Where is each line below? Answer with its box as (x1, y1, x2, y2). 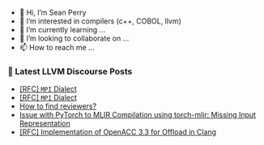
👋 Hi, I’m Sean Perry (19, 8, 87, 17)
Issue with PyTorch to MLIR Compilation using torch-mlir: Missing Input (19, 110, 257, 120)
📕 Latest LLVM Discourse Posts (7, 66, 133, 77)
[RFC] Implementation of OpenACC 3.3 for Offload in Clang (19, 127, 216, 137)
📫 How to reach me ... (19, 43, 95, 52)
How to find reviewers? (19, 101, 97, 111)
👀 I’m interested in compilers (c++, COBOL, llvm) (19, 16, 181, 26)
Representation (19, 118, 70, 129)
